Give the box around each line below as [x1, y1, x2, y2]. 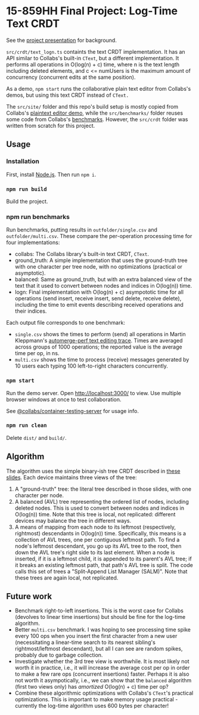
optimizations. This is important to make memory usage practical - [14, 696, 178, 703]
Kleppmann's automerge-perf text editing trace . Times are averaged [14, 337, 183, 344]
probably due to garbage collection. [14, 652, 103, 659]
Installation [6, 157, 40, 165]
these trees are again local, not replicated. [14, 574, 119, 581]
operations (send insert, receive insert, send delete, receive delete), [14, 295, 182, 302]
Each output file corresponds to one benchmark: [6, 319, 125, 326]
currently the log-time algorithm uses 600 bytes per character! [14, 702, 169, 710]
